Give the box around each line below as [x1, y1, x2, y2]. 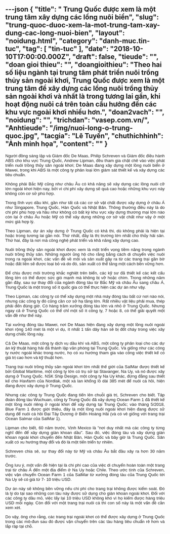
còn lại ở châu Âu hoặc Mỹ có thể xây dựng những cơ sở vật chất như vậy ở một [5, 214, 165, 219]
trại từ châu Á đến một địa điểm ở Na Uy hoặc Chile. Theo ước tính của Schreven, [5, 467, 165, 473]
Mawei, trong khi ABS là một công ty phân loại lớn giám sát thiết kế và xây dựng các [5, 167, 165, 173]
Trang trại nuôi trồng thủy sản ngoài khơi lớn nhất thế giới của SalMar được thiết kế [5, 364, 165, 369]
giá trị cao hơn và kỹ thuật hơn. [5, 355, 64, 360]
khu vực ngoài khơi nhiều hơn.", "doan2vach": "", [5, 108, 164, 117]
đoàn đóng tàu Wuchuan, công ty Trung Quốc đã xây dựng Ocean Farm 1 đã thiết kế [5, 397, 165, 402]
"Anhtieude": [5, 124, 48, 132]
